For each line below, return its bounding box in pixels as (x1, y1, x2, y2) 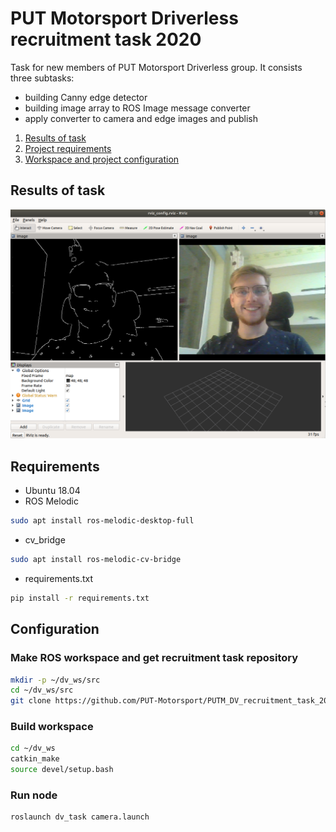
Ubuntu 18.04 (24, 485, 81, 497)
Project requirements (24, 142, 112, 154)
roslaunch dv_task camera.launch (10, 812, 150, 822)
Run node (10, 788, 58, 802)
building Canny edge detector (24, 91, 148, 103)
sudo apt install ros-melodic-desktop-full (10, 516, 195, 526)
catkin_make (10, 754, 60, 764)
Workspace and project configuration (24, 153, 180, 165)
